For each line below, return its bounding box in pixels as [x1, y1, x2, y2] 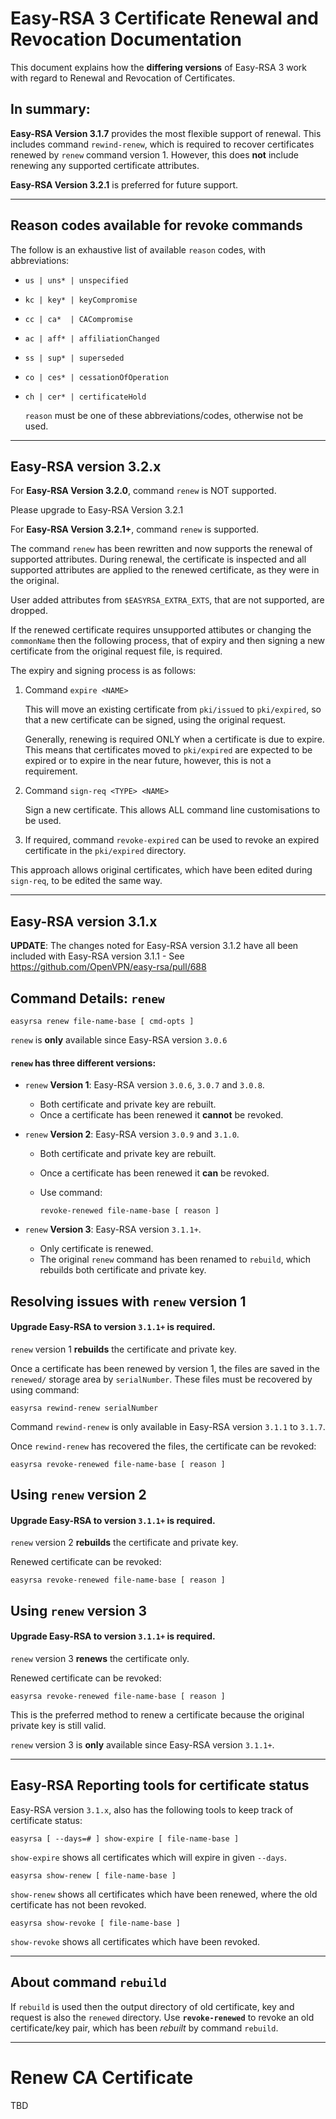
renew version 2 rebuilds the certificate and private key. [10, 1537, 239, 1549]
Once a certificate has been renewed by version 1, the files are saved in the [10, 1362, 320, 1374]
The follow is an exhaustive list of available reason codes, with [10, 243, 266, 256]
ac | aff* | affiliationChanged [24, 333, 160, 344]
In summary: [10, 101, 91, 118]
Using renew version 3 [10, 1602, 148, 1619]
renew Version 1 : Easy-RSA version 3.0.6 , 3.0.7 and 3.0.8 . [24, 1079, 265, 1091]
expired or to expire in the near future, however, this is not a [24, 755, 272, 767]
